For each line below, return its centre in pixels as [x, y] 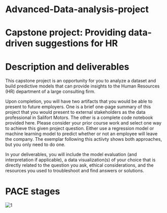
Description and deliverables [67, 67]
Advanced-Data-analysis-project [77, 9]
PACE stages [33, 191]
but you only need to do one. [36, 145]
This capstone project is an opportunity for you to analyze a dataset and [81, 81]
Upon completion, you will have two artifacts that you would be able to [79, 101]
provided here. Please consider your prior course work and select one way [83, 123]
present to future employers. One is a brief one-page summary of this [78, 107]
